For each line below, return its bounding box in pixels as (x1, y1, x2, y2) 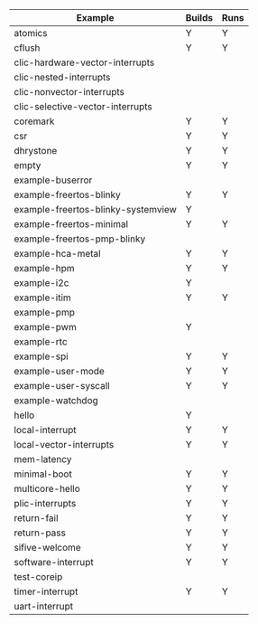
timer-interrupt (14, 585, 78, 598)
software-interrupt (14, 556, 94, 568)
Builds (185, 12, 214, 24)
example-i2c (14, 277, 69, 288)
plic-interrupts (14, 497, 77, 509)
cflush (14, 42, 41, 53)
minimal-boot (14, 468, 72, 480)
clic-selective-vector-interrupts (14, 100, 153, 112)
